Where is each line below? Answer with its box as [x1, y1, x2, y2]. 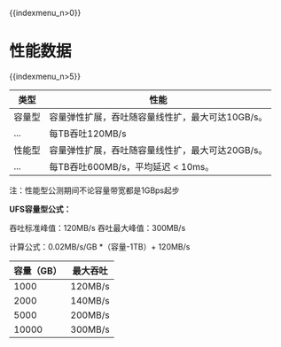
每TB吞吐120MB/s [49, 127, 127, 140]
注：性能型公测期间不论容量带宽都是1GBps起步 [9, 185, 180, 196]
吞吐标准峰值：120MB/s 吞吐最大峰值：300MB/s [9, 222, 186, 233]
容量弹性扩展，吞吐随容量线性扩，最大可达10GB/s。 [49, 111, 268, 123]
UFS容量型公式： [9, 204, 72, 214]
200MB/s [70, 309, 110, 321]
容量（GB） [13, 265, 62, 277]
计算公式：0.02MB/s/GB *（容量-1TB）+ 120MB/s [9, 241, 191, 251]
